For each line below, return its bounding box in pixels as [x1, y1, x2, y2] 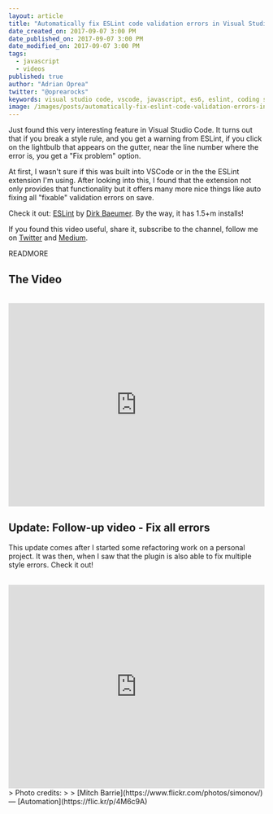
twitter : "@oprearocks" [8, 87, 89, 96]
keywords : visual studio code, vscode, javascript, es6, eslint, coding [8, 95, 260, 103]
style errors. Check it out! [8, 559, 93, 570]
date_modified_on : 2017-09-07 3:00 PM [8, 42, 140, 50]
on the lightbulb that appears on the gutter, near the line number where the [8, 142, 259, 152]
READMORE [8, 249, 49, 259]
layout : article [8, 11, 63, 20]
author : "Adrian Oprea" [8, 80, 89, 88]
